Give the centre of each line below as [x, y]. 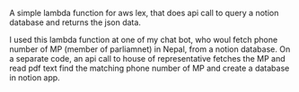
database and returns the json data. [75, 22]
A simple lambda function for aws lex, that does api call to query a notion [144, 13]
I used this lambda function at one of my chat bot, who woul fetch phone [144, 40]
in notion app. [35, 78]
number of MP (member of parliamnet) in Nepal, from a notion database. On [150, 49]
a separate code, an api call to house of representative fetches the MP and [147, 59]
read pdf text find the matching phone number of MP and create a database [149, 68]
